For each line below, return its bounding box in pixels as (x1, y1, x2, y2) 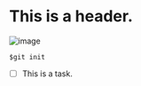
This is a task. (21, 68, 73, 79)
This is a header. (9, 6, 133, 27)
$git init (9, 52, 46, 61)
